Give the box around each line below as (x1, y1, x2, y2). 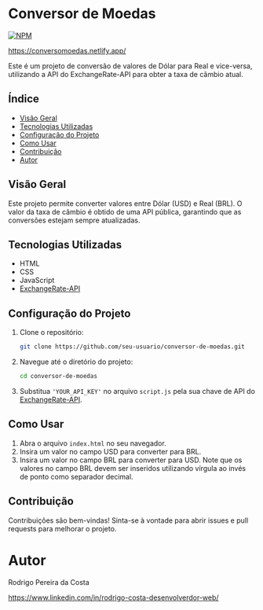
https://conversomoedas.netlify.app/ (8, 46, 126, 55)
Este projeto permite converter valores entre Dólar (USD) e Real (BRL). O (8, 198, 243, 208)
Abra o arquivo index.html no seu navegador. (19, 438, 166, 448)
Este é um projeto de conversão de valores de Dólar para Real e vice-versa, (8, 61, 253, 71)
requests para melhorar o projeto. (8, 524, 117, 533)
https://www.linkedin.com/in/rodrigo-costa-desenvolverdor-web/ (8, 593, 219, 602)
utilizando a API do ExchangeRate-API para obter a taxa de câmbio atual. (8, 69, 243, 79)
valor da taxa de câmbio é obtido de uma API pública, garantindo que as (8, 207, 242, 216)
